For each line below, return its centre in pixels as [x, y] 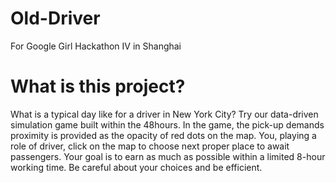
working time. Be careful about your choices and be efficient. [136, 167]
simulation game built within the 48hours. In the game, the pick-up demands [167, 124]
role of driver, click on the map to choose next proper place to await [150, 146]
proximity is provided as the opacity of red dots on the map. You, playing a [163, 135]
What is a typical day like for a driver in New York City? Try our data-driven [164, 114]
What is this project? [98, 86]
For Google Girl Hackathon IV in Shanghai [96, 46]
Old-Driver [55, 18]
